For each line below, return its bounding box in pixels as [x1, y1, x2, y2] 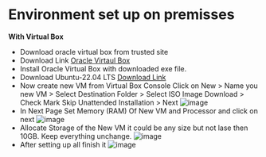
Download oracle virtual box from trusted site [19, 47, 169, 56]
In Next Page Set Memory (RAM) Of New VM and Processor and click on [19, 105, 259, 116]
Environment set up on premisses [8, 6, 235, 24]
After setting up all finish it [19, 140, 107, 149]
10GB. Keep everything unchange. [19, 131, 132, 140]
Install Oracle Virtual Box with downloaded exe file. [19, 63, 187, 73]
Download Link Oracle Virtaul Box [19, 56, 131, 65]
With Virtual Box [8, 32, 64, 41]
